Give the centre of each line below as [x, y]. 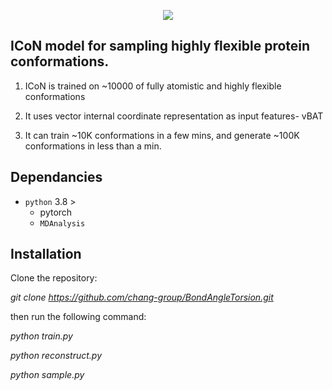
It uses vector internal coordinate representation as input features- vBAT [174, 116]
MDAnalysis [62, 223]
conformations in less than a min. [93, 146]
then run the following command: [78, 317]
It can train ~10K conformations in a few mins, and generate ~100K [162, 135]
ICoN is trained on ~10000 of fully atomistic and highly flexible [153, 86]
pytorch [56, 212]
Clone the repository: [54, 278]
